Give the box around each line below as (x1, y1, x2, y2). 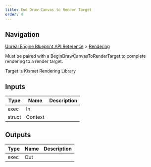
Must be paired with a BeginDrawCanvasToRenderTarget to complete (5, 53, 146, 59)
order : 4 (5, 12, 23, 17)
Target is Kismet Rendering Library (5, 68, 76, 74)
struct (7, 114, 21, 121)
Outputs (5, 130, 31, 139)
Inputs (5, 83, 26, 91)
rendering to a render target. (5, 58, 63, 65)
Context (26, 114, 45, 121)
